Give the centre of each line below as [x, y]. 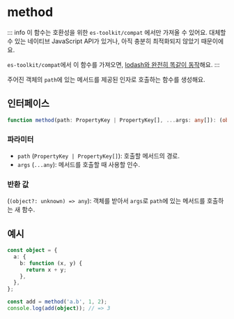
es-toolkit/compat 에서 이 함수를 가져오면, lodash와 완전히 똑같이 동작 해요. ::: [114, 64]
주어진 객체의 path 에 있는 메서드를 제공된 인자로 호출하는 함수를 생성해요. [106, 79]
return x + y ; [46, 269]
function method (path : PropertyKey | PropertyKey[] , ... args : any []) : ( [115, 120]
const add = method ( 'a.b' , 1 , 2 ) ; [57, 302]
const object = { [32, 251]
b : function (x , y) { [51, 263]
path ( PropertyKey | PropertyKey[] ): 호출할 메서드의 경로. [98, 156]
